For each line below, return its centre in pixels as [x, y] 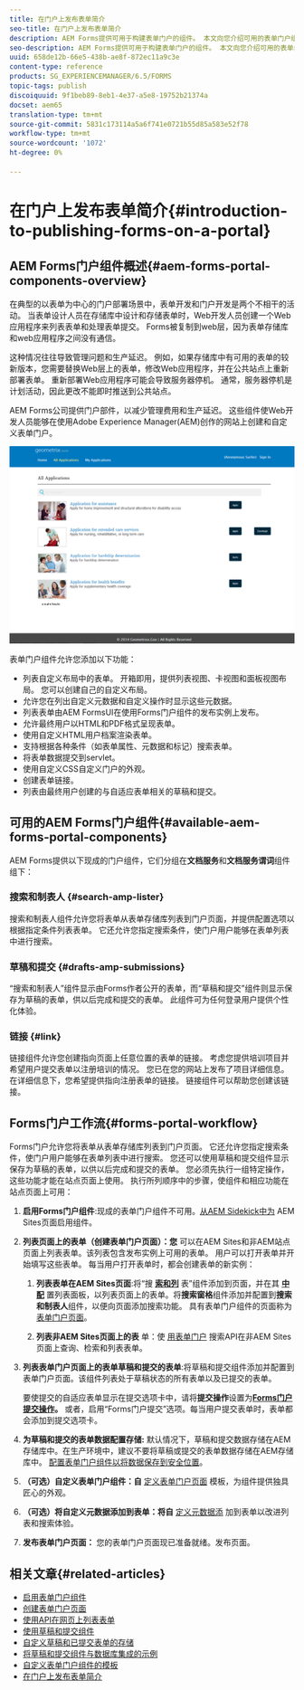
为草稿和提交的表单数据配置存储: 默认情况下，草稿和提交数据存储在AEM [157, 1439]
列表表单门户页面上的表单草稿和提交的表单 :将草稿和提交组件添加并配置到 [158, 1367]
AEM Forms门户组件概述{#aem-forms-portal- [140, 266]
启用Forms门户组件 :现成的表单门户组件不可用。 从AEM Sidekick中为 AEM [158, 1211]
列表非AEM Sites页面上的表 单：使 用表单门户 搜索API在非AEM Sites [164, 1337]
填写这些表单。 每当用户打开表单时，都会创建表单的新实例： [142, 1264]
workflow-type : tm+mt [50, 134]
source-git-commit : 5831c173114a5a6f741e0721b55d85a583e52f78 [129, 124]
